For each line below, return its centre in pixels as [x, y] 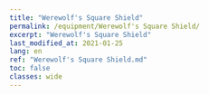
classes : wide [36, 77]
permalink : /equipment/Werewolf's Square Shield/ [105, 26]
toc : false [30, 69]
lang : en [26, 52]
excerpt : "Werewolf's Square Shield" [81, 34]
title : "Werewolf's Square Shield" [76, 18]
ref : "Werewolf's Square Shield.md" [78, 60]
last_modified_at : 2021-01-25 [66, 43]
